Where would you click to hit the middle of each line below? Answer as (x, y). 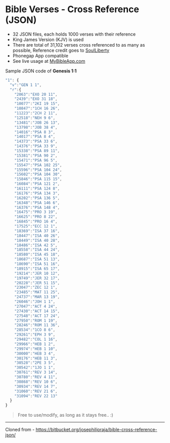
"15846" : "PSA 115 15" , (38, 179)
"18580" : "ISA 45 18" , (37, 254)
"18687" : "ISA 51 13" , (37, 260)
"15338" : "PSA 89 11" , (37, 151)
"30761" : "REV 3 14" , (36, 373)
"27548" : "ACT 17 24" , (37, 316)
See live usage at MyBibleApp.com (49, 61)
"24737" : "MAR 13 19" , (37, 297)
